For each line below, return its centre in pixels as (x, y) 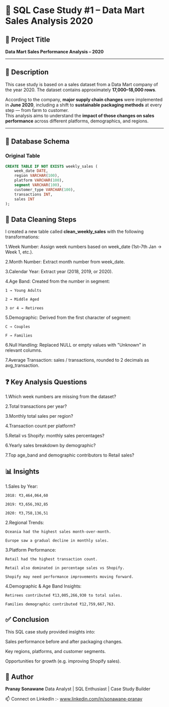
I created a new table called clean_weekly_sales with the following (75, 232)
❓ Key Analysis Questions (46, 382)
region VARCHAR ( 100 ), (37, 176)
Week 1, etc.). (19, 252)
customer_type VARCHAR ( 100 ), (45, 189)
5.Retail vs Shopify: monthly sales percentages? (55, 436)
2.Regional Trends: (25, 522)
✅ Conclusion (27, 620)
